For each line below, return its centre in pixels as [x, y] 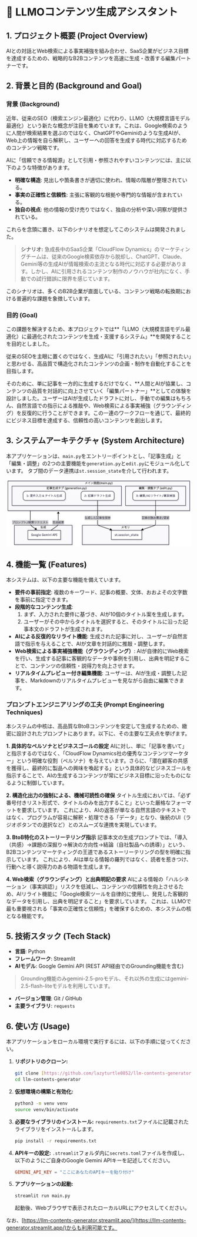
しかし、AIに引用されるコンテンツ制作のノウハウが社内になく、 [108, 271]
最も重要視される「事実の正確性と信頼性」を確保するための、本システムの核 [99, 908]
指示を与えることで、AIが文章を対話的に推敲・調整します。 [97, 644]
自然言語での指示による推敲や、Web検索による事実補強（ [86, 405]
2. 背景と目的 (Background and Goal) [74, 86]
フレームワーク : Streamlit [45, 959]
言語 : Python [30, 951]
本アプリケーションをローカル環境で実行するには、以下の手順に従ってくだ [96, 1042]
